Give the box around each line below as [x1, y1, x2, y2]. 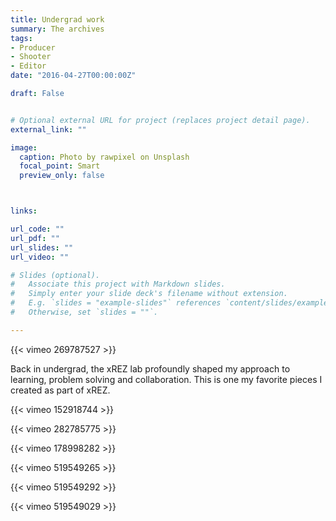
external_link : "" [10, 124, 87, 135]
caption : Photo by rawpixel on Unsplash [19, 152, 190, 162]
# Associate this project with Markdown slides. [10, 279, 226, 290]
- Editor [10, 61, 47, 71]
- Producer [10, 42, 56, 53]
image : [10, 142, 38, 153]
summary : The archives [10, 24, 105, 34]
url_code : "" [10, 224, 65, 234]
